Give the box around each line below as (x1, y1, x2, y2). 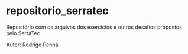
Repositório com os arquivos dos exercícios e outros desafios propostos (6, 23, 182, 31)
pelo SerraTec (6, 29, 40, 36)
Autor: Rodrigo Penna (6, 41, 59, 48)
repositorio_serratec (6, 4, 109, 18)
